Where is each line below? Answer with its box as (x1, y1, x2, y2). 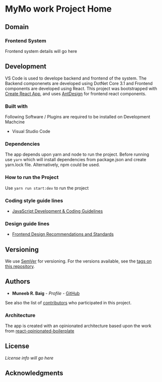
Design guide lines (5, 220, 50, 227)
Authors (5, 278, 30, 286)
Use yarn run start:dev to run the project (5, 185, 89, 191)
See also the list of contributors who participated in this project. (5, 299, 132, 305)
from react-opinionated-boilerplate (5, 328, 74, 334)
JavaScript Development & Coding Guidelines (12, 208, 103, 214)
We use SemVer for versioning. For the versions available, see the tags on (5, 258, 152, 264)
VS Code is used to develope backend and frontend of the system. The (5, 75, 147, 81)
